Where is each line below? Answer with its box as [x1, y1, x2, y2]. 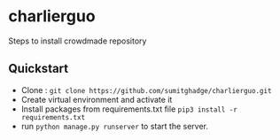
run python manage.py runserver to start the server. [20, 121, 209, 131]
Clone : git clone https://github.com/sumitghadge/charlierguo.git [20, 84, 272, 95]
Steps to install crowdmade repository [8, 35, 147, 46]
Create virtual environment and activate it [20, 94, 173, 105]
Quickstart [8, 61, 69, 76]
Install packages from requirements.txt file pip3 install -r [20, 104, 238, 114]
